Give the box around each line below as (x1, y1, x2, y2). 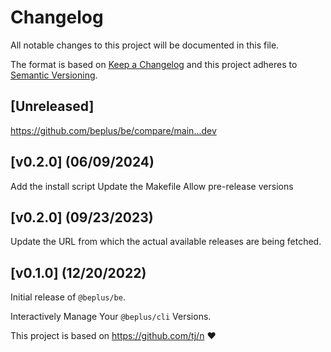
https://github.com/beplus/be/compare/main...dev (10, 124, 217, 136)
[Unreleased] (10, 98, 95, 115)
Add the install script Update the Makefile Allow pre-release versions (10, 180, 294, 192)
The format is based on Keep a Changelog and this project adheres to (10, 58, 298, 70)
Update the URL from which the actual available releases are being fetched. (10, 236, 322, 248)
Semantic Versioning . (10, 69, 98, 81)
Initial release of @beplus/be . (10, 291, 126, 303)
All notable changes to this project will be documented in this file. (10, 39, 280, 51)
